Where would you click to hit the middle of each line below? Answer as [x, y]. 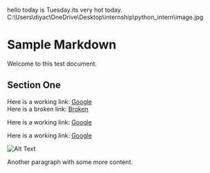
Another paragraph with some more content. [70, 162]
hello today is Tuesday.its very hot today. [65, 10]
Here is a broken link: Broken [48, 109]
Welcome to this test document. [52, 64]
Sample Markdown [62, 45]
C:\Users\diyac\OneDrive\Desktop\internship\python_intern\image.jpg [105, 17]
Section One [34, 85]
